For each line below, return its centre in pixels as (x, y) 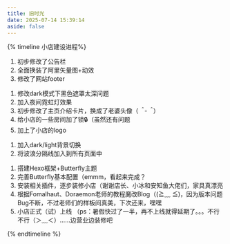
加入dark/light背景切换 (49, 145)
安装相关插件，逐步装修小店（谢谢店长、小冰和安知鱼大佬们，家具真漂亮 (120, 186)
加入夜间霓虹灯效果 (45, 102)
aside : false (26, 26)
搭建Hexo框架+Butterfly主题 (57, 168)
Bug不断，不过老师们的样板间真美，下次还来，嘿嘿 (89, 203)
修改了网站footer (41, 79)
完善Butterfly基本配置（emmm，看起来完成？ (82, 177)
